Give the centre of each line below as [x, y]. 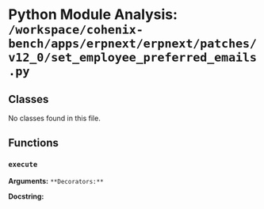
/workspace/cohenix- [76, 30]
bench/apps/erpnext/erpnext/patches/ [133, 44]
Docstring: [26, 196]
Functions [34, 143]
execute [23, 165]
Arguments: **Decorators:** [56, 180]
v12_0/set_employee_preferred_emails [133, 57]
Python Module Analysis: [93, 15]
